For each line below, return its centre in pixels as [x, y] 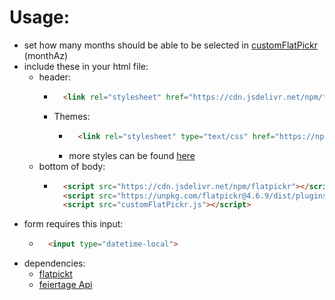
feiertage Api [65, 285]
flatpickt [55, 274]
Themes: [72, 116]
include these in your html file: [86, 66]
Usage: [40, 17]
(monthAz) [46, 55]
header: [55, 77]
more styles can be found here [132, 155]
